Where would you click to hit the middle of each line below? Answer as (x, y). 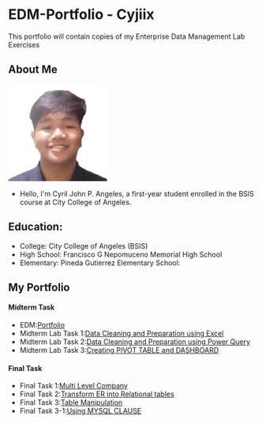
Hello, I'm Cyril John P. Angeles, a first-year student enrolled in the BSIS (137, 193)
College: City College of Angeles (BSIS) (84, 245)
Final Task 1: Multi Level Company (74, 386)
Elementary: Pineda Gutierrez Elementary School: (100, 263)
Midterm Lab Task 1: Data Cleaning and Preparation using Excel (122, 334)
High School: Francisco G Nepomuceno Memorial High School (121, 254)
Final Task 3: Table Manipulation (71, 402)
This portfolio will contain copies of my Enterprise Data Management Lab (127, 36)
